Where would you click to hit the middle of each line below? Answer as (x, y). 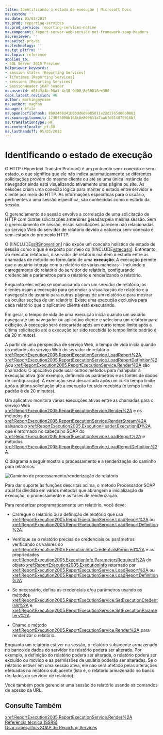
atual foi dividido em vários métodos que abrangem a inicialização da (74, 490)
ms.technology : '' (24, 46)
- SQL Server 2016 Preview (32, 64)
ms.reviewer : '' (21, 37)
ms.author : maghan (24, 104)
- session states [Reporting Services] (45, 73)
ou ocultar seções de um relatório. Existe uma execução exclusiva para (76, 300)
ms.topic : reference (26, 55)
